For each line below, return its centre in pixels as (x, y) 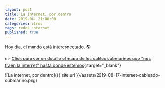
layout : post (18, 10)
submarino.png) (21, 80)
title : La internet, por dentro (38, 14)
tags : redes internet (27, 28)
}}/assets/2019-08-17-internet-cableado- (118, 75)
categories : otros (24, 23)
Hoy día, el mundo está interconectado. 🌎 (48, 47)
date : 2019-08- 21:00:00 (31, 19)
